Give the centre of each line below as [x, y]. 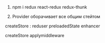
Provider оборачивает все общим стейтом [56, 16]
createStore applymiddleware [35, 35]
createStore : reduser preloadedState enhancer [52, 26]
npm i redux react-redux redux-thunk [50, 7]
